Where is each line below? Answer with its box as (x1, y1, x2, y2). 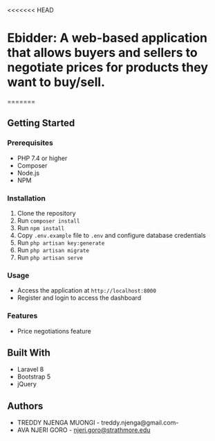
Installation (7, 193, 46, 203)
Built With (7, 347, 50, 358)
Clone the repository (17, 209, 76, 217)
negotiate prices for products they (7, 60, 209, 76)
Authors (7, 400, 44, 412)
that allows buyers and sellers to (7, 45, 198, 61)
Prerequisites (7, 138, 53, 148)
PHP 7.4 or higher (17, 154, 68, 162)
